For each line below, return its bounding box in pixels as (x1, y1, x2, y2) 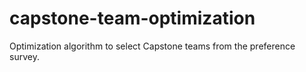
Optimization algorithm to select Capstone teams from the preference (9, 40, 296, 52)
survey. (9, 50, 40, 62)
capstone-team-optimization (9, 7, 256, 30)
